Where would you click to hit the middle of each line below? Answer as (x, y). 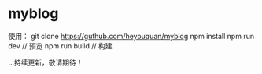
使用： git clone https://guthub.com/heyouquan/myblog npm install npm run (131, 36)
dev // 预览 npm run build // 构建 (60, 46)
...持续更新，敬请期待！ (46, 62)
